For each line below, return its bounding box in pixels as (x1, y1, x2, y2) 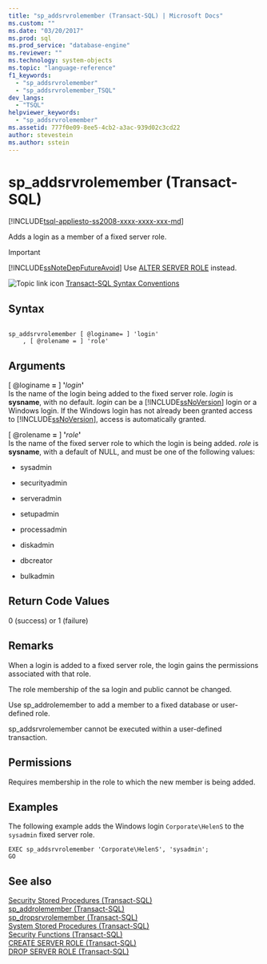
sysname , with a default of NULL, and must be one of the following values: (8, 447, 256, 457)
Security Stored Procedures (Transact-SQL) (8, 896, 153, 905)
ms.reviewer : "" (8, 49, 62, 57)
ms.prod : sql (8, 34, 52, 43)
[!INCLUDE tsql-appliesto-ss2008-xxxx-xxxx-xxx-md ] (8, 217, 184, 226)
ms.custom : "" (8, 19, 56, 27)
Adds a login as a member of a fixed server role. (8, 232, 167, 241)
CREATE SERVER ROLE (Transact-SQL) (8, 938, 137, 948)
